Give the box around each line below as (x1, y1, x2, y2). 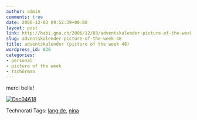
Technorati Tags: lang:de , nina (6, 107, 79, 114)
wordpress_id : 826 (6, 47, 51, 53)
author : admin (6, 8, 41, 15)
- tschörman (6, 68, 35, 74)
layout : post (6, 25, 38, 31)
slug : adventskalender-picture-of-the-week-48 (6, 36, 122, 42)
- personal (6, 57, 33, 63)
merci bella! (6, 84, 35, 91)
